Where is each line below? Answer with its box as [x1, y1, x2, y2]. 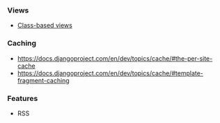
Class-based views [17, 21, 73, 30]
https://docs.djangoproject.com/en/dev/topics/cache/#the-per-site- [17, 54, 213, 62]
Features [7, 93, 38, 103]
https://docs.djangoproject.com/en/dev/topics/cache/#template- [17, 68, 204, 77]
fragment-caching [17, 76, 70, 84]
